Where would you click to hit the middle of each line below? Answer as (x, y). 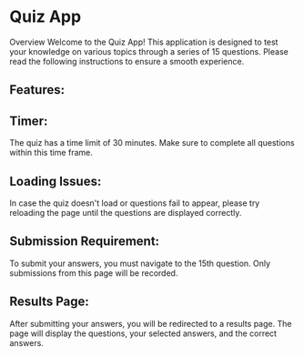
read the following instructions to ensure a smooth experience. (127, 61)
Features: (37, 90)
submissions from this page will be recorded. (94, 273)
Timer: (29, 121)
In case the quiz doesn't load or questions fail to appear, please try (135, 203)
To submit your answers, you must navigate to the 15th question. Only (140, 263)
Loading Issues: (56, 181)
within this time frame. (51, 153)
